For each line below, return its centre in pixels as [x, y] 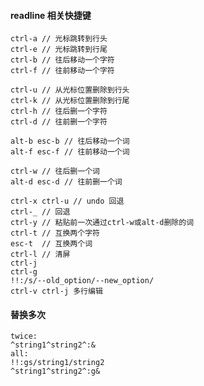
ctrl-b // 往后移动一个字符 [62, 60]
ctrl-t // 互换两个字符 [55, 233]
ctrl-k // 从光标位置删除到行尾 [70, 101]
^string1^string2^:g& [55, 371]
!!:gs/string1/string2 [57, 363]
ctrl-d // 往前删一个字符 [59, 122]
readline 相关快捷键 [51, 15]
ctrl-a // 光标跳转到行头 [59, 39]
